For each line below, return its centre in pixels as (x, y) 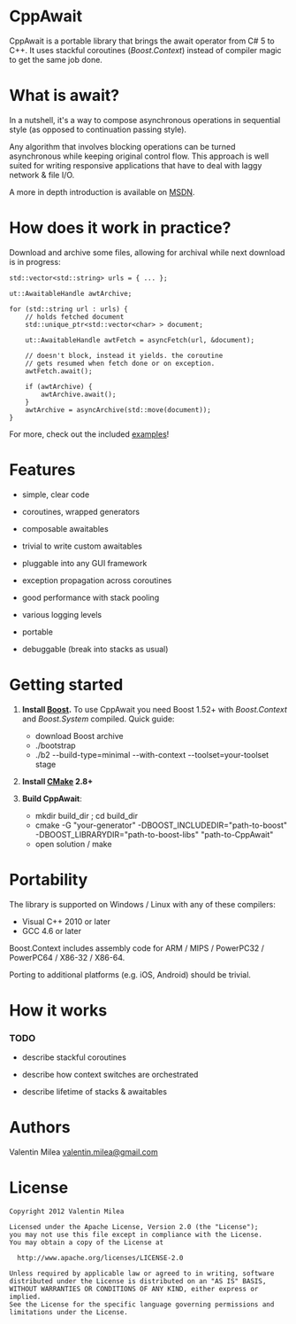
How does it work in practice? (120, 228)
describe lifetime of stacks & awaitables (95, 1092)
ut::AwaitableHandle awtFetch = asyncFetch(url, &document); (140, 340)
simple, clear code (56, 495)
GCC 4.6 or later (52, 931)
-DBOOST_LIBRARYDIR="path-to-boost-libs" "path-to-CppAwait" (154, 834)
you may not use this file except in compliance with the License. (136, 1234)
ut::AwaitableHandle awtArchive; (71, 293)
